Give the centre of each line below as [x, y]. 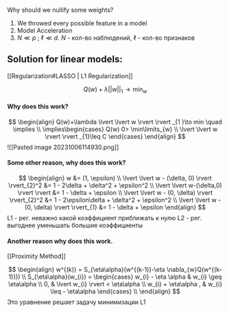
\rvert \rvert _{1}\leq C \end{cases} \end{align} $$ [115, 136]
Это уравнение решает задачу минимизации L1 [76, 302]
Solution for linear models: [65, 59]
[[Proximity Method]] [37, 256]
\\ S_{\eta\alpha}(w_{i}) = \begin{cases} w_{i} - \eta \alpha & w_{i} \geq [122, 277]
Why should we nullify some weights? [60, 10]
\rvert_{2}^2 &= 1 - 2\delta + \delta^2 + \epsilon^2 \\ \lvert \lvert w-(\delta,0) [115, 185]
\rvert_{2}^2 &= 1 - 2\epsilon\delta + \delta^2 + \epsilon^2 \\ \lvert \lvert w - [115, 200]
